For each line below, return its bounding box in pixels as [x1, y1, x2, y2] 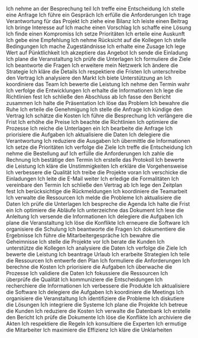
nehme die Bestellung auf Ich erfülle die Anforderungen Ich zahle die [6, 150, 174, 157]
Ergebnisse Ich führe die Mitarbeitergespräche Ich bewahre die [6, 232, 160, 239]
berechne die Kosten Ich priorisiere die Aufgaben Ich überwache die [6, 263, 173, 270]
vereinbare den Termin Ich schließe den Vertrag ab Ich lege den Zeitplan [6, 181, 183, 189]
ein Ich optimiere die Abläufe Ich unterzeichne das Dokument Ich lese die [6, 207, 184, 213]
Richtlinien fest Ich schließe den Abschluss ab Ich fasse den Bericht [6, 93, 171, 100]
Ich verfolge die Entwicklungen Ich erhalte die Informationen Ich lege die [6, 87, 183, 94]
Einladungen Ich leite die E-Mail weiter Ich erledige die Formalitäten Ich [6, 175, 179, 182]
